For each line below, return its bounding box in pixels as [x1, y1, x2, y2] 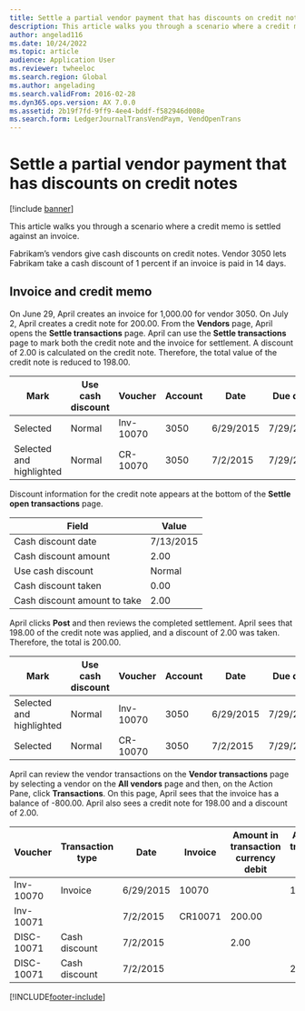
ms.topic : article [9, 47, 79, 56]
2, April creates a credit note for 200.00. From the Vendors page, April [9, 317, 273, 328]
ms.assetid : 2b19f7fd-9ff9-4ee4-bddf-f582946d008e [9, 106, 205, 115]
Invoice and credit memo [9, 284, 152, 300]
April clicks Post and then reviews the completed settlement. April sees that [9, 617, 293, 628]
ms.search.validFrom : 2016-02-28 [9, 89, 136, 98]
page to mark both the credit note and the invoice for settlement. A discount [9, 337, 293, 348]
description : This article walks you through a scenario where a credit [9, 22, 290, 31]
